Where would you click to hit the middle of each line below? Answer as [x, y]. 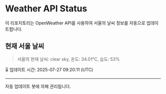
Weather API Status [46, 9]
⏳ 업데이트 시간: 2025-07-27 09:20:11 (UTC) [49, 69]
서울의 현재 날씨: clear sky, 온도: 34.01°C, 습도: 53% [68, 59]
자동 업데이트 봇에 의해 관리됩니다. [38, 86]
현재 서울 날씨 [25, 46]
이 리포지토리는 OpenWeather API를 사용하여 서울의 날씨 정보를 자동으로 [75, 23]
